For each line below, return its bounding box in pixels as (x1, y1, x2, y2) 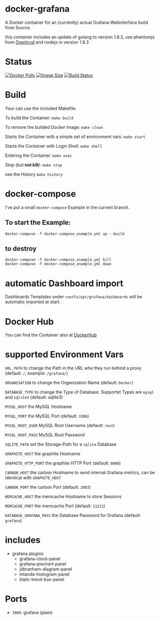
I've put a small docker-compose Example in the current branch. (5, 204, 130, 210)
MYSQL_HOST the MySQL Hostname (5, 404, 72, 410)
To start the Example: (5, 219, 71, 227)
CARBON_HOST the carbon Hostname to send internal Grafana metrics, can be (5, 470, 155, 476)
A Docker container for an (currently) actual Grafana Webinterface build (5, 19, 148, 25)
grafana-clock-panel (19, 556, 61, 562)
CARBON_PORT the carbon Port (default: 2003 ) (5, 484, 91, 490)
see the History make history (5, 171, 63, 177)
